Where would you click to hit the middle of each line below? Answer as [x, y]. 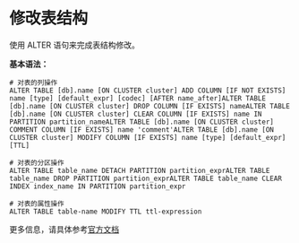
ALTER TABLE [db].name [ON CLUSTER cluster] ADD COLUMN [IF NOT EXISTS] [148, 91]
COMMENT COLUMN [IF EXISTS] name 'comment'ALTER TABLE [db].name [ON [142, 130]
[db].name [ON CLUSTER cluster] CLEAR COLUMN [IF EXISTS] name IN [136, 114]
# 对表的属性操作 [37, 204]
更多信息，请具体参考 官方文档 [64, 229]
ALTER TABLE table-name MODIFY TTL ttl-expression [106, 212]
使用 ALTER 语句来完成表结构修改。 [75, 45]
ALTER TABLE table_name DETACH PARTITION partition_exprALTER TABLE [140, 170]
